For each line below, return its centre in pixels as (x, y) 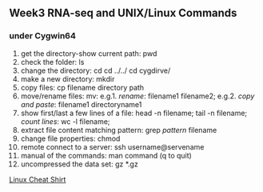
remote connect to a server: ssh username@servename (112, 146)
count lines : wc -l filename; (65, 121)
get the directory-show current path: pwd (89, 53)
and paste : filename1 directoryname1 (81, 104)
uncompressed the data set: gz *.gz (79, 164)
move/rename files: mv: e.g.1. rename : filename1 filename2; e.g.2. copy (137, 96)
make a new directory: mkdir (68, 78)
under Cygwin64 (43, 36)
